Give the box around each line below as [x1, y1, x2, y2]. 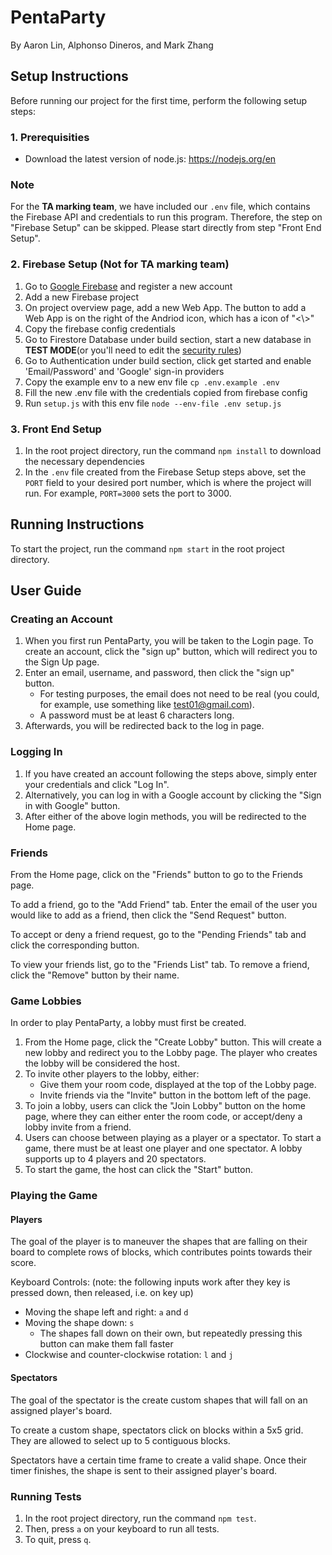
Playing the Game [10, 1189, 98, 1203]
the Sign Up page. [24, 656, 100, 668]
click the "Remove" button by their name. [10, 969, 180, 981]
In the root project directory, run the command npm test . [24, 1512, 257, 1524]
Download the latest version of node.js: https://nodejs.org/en [24, 153, 277, 165]
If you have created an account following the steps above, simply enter [24, 767, 318, 780]
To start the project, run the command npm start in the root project [10, 542, 285, 555]
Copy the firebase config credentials [24, 322, 176, 335]
